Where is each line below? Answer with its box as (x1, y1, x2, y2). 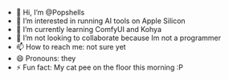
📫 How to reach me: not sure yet (15, 42, 126, 51)
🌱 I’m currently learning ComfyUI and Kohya (15, 25, 162, 34)
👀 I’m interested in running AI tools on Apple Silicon (15, 16, 186, 26)
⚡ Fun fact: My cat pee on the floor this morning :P (15, 62, 183, 72)
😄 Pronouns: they (15, 54, 76, 63)
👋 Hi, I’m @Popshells (15, 8, 85, 17)
